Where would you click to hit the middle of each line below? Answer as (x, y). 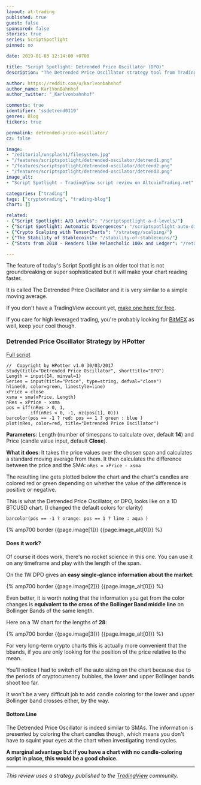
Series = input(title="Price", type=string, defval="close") (84, 381)
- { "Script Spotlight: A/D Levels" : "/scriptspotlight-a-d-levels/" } (95, 221)
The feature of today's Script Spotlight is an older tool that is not (85, 266)
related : (17, 216)
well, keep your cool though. (41, 326)
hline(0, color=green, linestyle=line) (56, 387)
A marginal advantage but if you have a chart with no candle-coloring (94, 752)
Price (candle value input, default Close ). (57, 441)
